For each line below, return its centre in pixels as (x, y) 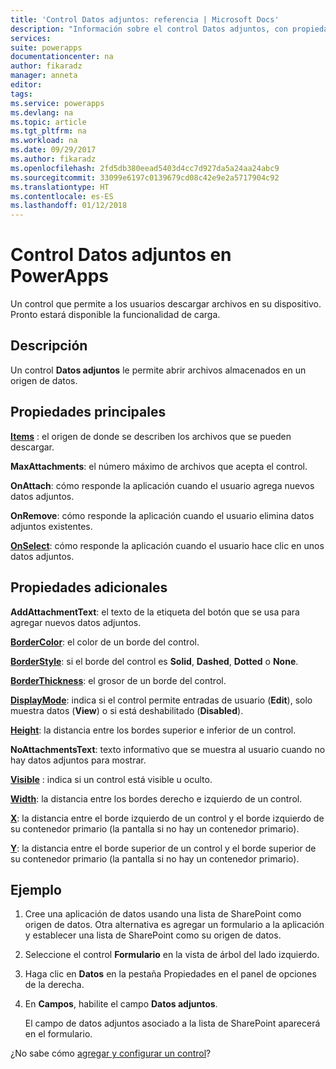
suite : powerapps (46, 47)
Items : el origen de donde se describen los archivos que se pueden (151, 436)
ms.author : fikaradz (53, 159)
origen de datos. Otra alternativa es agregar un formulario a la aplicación (174, 925)
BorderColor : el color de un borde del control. (105, 642)
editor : (26, 85)
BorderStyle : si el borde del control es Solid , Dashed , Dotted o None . (154, 661)
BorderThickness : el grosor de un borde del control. (118, 680)
